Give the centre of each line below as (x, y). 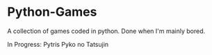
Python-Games (52, 12)
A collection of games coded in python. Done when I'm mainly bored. (106, 31)
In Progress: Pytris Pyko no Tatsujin (58, 44)
